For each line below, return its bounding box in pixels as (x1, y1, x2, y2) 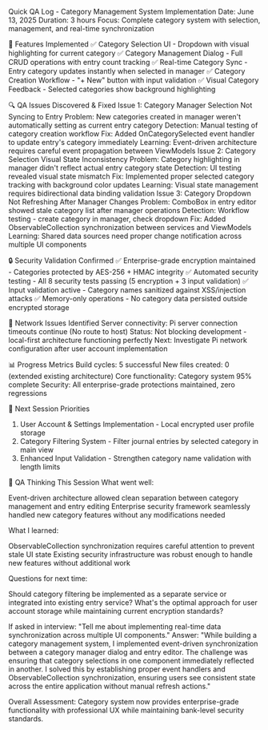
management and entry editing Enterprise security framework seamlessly (8, 502, 250, 511)
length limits (19, 462, 61, 471)
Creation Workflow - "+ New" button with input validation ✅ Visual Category (8, 75, 259, 85)
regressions (8, 389, 48, 397)
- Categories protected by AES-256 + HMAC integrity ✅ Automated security (8, 268, 258, 276)
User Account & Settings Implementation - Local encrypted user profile (19, 420, 254, 429)
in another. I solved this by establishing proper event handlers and (8, 664, 226, 674)
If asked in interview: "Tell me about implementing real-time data (8, 622, 222, 631)
